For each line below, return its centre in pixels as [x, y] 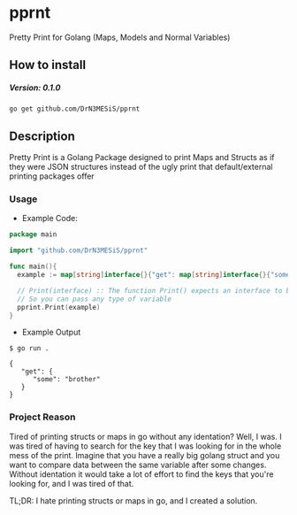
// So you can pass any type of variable [95, 299]
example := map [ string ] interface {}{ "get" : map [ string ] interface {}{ [144, 275]
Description [42, 136]
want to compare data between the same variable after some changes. [138, 465]
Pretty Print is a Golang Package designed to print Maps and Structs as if [142, 158]
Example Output [51, 332]
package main [33, 234]
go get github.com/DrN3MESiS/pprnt [75, 109]
